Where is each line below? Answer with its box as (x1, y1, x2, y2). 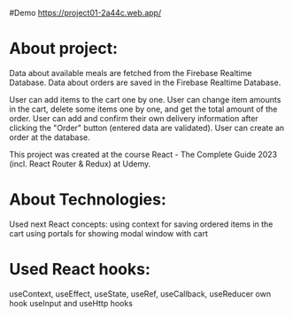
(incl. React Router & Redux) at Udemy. (9, 158, 151, 169)
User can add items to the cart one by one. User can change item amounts (9, 94, 281, 104)
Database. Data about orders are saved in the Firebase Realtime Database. (9, 77, 281, 88)
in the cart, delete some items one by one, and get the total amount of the (9, 104, 278, 114)
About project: (9, 39, 118, 58)
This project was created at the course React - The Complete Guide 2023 (9, 149, 277, 159)
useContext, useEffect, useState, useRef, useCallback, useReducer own (9, 288, 272, 299)
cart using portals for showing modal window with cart (9, 228, 208, 238)
